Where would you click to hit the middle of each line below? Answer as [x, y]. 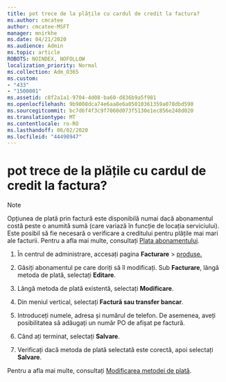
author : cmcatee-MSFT [38, 26]
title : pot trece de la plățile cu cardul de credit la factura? [103, 14]
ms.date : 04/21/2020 [37, 40]
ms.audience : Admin [35, 46]
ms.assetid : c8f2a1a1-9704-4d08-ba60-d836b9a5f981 [82, 98]
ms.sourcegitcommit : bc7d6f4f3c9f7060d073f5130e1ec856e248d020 [101, 111]
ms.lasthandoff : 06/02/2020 [48, 130]
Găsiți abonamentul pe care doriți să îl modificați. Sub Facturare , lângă [118, 268]
